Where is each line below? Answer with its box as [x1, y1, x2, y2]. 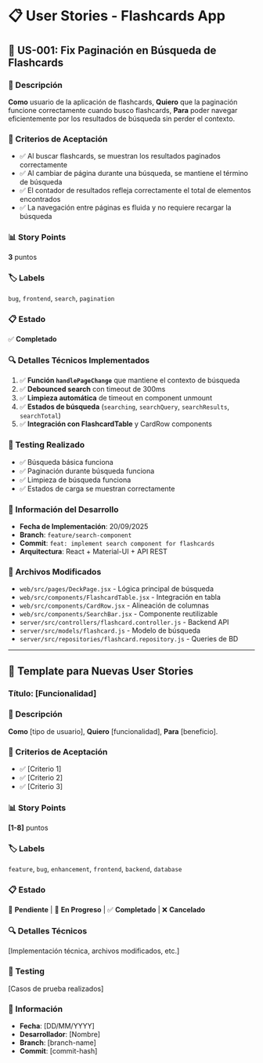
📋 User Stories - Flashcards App [8, 7, 225, 25]
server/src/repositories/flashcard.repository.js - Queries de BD [19, 634, 239, 644]
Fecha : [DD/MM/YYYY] [19, 1021, 95, 1030]
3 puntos [8, 253, 38, 262]
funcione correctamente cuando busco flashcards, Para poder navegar [8, 105, 238, 115]
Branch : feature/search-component [19, 530, 132, 539]
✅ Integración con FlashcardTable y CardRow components [19, 419, 213, 429]
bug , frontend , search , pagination [8, 293, 115, 303]
